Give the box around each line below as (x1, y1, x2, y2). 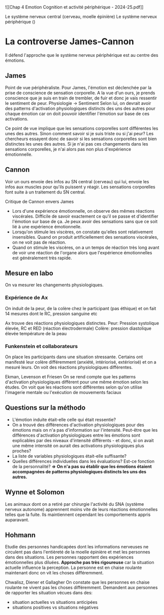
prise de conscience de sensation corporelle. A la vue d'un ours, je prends (5, 90, 155, 96)
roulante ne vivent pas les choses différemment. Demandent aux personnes (5, 585, 158, 590)
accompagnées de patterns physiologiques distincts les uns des (12, 468, 147, 474)
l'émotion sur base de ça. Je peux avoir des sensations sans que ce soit (12, 218, 158, 224)
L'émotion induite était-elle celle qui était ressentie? (12, 417, 116, 422)
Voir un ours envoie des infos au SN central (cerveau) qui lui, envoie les (5, 178, 149, 184)
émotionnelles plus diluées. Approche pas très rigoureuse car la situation (5, 560, 154, 566)
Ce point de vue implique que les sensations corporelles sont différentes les (5, 125, 158, 131)
